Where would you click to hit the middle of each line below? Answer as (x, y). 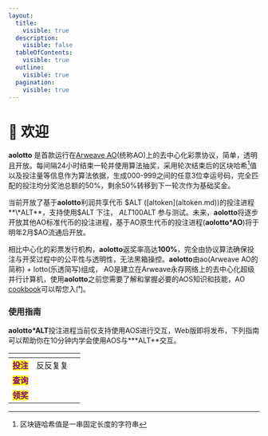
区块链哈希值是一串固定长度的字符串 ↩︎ (83, 424)
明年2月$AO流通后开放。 (49, 232)
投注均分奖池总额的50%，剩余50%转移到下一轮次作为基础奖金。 (128, 185)
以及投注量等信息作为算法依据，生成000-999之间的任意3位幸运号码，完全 (130, 175)
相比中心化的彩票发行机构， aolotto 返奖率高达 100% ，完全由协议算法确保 (128, 249)
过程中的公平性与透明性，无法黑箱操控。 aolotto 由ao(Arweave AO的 (147, 259)
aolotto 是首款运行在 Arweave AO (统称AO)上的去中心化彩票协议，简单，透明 (133, 155)
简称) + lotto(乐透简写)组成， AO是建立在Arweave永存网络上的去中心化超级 (132, 269)
